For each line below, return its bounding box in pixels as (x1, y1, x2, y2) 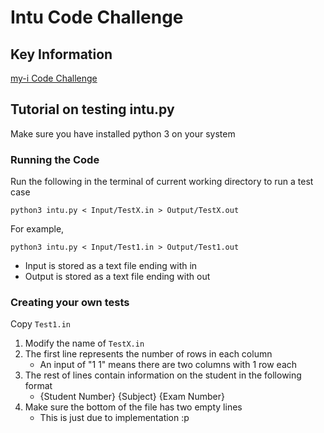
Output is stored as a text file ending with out (24, 271, 211, 283)
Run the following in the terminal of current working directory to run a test (10, 176, 314, 188)
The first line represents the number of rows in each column (24, 348, 273, 360)
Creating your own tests (10, 296, 130, 310)
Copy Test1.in (10, 318, 72, 330)
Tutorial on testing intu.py (10, 101, 175, 118)
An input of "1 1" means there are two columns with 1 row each (39, 359, 298, 371)
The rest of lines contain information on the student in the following (24, 369, 302, 381)
